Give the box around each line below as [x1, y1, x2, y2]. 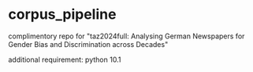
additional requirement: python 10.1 [8, 55, 121, 64]
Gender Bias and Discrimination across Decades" [8, 39, 169, 49]
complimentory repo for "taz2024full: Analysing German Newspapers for [8, 31, 245, 41]
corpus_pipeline [8, 5, 117, 23]
